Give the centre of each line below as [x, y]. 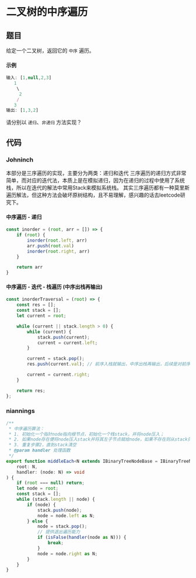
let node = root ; [38, 488]
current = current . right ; [59, 375]
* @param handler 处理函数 [40, 450]
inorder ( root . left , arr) [57, 240]
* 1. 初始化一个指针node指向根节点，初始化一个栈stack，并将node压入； [86, 434]
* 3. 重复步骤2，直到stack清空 [43, 445]
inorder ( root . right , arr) [59, 251]
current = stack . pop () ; [56, 359]
